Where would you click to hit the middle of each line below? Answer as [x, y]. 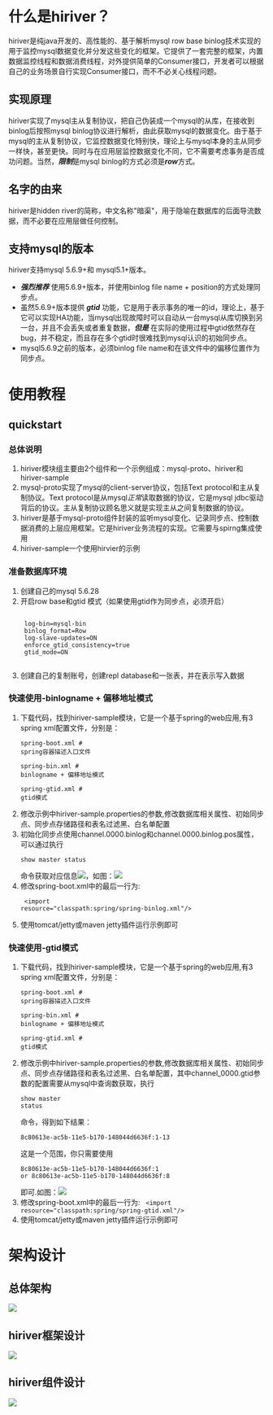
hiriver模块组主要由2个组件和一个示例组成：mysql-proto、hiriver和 [132, 469]
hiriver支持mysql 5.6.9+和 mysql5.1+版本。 [80, 270]
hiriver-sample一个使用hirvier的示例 [80, 548]
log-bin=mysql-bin [55, 623]
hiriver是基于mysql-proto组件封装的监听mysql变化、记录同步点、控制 [136, 518]
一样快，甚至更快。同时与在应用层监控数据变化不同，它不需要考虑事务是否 [133, 151]
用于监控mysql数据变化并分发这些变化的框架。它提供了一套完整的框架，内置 [136, 50]
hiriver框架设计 [47, 1335]
